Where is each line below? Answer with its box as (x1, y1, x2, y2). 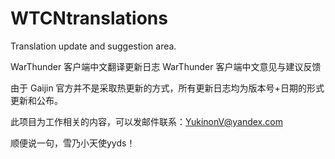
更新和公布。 (10, 94, 63, 106)
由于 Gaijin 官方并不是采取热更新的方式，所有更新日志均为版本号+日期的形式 (10, 82, 325, 94)
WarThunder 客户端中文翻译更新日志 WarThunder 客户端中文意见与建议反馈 (10, 60, 322, 72)
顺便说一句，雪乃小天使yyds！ (10, 137, 136, 149)
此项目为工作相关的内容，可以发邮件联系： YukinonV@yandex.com (10, 115, 283, 127)
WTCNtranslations (10, 7, 168, 30)
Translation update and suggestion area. (10, 40, 177, 52)
